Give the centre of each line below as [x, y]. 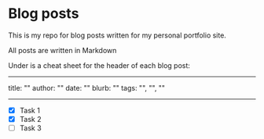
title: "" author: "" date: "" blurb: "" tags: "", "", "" [87, 87]
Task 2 [30, 119]
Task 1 [30, 110]
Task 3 [30, 128]
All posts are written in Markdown [62, 50]
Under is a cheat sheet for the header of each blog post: [99, 65]
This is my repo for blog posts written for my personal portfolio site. [117, 35]
